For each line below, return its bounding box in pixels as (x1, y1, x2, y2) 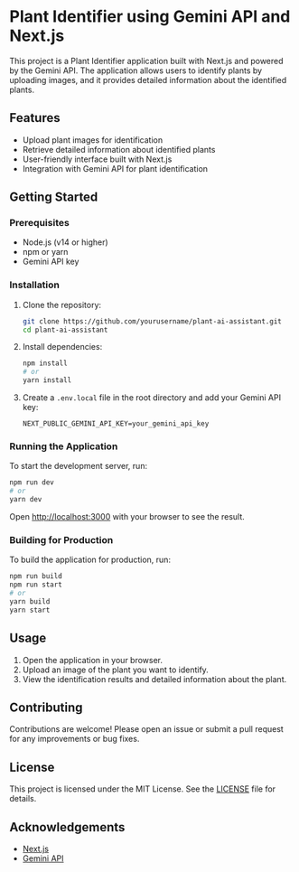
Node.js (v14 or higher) (22, 237, 108, 248)
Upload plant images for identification (22, 134, 164, 145)
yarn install (22, 376, 72, 385)
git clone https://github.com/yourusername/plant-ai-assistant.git (22, 316, 282, 326)
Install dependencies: (22, 342, 103, 352)
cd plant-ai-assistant (22, 325, 108, 334)
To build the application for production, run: (9, 554, 172, 566)
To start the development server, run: (9, 461, 147, 472)
